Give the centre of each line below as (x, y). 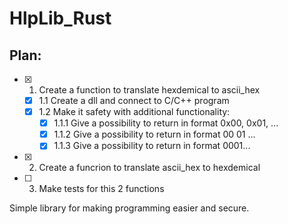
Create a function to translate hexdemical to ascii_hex (149, 90)
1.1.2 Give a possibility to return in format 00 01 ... (154, 134)
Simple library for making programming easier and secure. (129, 208)
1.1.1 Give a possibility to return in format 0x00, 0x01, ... (166, 123)
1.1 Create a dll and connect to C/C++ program (134, 100)
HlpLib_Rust (60, 18)
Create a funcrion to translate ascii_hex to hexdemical (149, 168)
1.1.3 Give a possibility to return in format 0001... (152, 146)
